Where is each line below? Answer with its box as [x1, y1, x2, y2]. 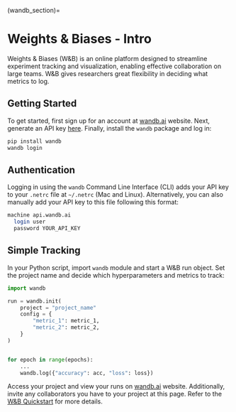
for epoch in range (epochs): [7, 356, 94, 363]
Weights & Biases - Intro [7, 31, 152, 47]
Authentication [7, 163, 76, 176]
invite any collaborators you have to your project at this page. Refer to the [7, 390, 222, 399]
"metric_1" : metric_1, [33, 318, 100, 325]
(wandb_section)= [7, 6, 60, 14]
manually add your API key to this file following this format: [7, 198, 179, 207]
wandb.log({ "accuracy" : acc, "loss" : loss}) [20, 369, 154, 376]
